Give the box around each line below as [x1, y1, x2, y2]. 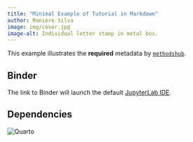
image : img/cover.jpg [7, 23, 71, 30]
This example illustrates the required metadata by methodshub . [7, 49, 187, 58]
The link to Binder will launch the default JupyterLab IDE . [7, 89, 172, 97]
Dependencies [7, 108, 72, 120]
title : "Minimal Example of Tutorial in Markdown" [7, 10, 159, 18]
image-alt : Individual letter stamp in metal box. [7, 30, 159, 37]
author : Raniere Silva [7, 17, 74, 24]
